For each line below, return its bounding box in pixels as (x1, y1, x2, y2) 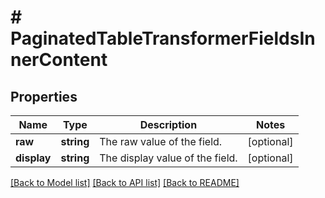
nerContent (10, 49, 108, 71)
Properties (10, 88, 78, 105)
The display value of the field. (99, 151, 238, 165)
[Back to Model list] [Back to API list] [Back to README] (10, 177, 240, 188)
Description (139, 118, 198, 131)
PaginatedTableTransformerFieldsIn (10, 27, 316, 50)
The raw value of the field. (99, 135, 223, 148)
